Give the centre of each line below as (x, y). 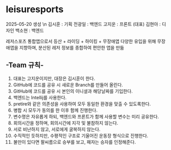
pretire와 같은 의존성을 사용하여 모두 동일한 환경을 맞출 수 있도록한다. (82, 104)
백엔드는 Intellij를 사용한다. (40, 97)
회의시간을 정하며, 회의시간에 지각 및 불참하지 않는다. (66, 123)
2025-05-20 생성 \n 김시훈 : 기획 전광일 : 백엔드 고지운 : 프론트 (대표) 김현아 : (83, 24)
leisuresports (35, 9)
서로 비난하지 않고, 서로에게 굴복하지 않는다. (57, 129)
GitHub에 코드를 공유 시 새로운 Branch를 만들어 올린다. (68, 84)
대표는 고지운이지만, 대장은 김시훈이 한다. (54, 78)
